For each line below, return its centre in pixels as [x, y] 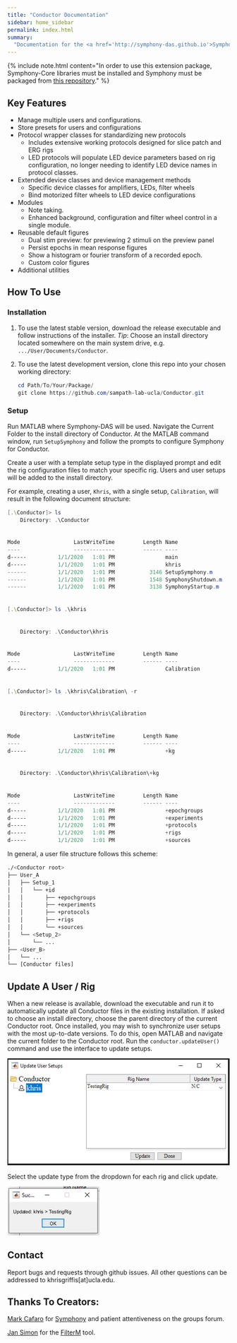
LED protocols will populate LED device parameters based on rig [122, 157]
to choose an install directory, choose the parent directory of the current [113, 1019]
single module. [49, 225]
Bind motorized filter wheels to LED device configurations [112, 195]
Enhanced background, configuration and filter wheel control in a [122, 217]
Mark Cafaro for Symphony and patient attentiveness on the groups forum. [116, 1319]
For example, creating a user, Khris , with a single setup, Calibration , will [113, 491]
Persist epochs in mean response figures [87, 247]
